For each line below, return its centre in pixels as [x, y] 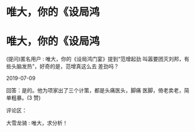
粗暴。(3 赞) [26, 98]
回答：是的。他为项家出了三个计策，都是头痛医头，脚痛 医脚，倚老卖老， [95, 91]
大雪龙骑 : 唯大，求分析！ [37, 123]
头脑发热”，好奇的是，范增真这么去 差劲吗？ [65, 66]
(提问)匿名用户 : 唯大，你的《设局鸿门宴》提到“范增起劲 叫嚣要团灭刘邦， [95, 59]
